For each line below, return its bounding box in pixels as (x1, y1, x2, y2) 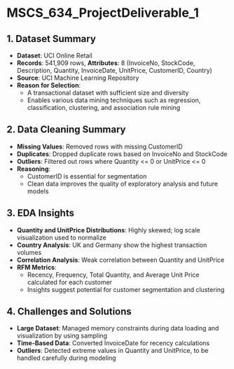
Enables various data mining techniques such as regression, (27, 96, 201, 104)
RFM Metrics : (16, 263, 57, 271)
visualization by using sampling (16, 331, 108, 340)
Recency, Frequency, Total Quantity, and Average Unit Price (27, 270, 200, 279)
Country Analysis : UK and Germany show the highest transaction (16, 240, 207, 249)
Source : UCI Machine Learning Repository (16, 74, 139, 82)
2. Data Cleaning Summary (6, 124, 126, 136)
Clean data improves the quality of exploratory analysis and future (27, 179, 219, 188)
